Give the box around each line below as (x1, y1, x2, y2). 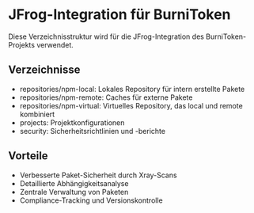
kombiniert (19, 109, 55, 119)
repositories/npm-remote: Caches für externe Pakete (19, 93, 193, 102)
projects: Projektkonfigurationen (19, 117, 125, 127)
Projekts (8, 40, 36, 49)
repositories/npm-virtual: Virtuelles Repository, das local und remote (19, 101, 243, 110)
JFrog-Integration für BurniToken (8, 6, 231, 24)
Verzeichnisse (8, 63, 81, 77)
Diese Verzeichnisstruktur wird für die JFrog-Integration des (8, 32, 204, 41)
